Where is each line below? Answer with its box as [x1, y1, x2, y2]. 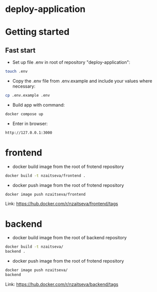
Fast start [5, 46, 36, 54]
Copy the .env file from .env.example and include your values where [12, 78, 153, 84]
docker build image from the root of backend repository [12, 235, 127, 241]
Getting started [5, 26, 70, 38]
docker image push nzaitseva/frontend [5, 192, 86, 197]
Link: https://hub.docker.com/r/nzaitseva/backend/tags [5, 281, 119, 287]
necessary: [12, 83, 36, 89]
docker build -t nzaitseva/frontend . [5, 173, 86, 178]
